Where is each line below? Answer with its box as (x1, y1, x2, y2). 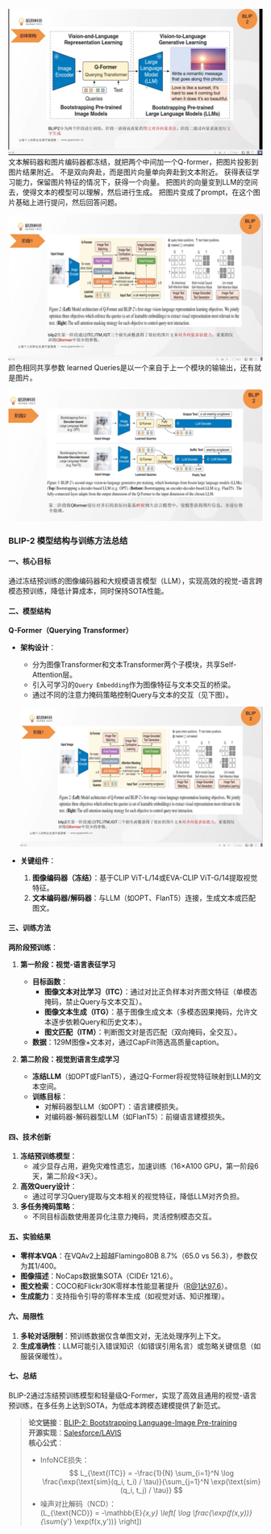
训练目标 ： (31, 1092, 69, 1102)
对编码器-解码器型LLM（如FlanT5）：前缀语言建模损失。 (44, 1112, 230, 1122)
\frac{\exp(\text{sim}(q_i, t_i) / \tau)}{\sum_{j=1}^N (42, 1477, 210, 1486)
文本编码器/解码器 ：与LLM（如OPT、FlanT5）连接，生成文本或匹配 (31, 893, 256, 902)
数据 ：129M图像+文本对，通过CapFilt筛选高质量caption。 (31, 1037, 224, 1047)
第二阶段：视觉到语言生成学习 (19, 1054, 119, 1065)
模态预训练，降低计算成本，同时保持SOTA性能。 (8, 586, 169, 596)
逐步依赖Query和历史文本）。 (51, 1017, 147, 1027)
